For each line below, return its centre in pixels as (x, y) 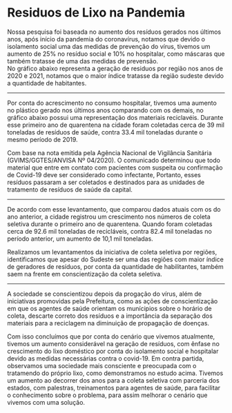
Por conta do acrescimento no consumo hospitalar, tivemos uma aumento (112, 103)
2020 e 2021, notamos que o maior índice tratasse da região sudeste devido (116, 75)
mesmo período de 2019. (42, 139)
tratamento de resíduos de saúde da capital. (70, 189)
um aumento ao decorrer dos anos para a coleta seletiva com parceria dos (113, 380)
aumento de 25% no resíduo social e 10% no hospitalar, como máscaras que (116, 54)
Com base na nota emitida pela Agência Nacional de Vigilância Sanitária (109, 152)
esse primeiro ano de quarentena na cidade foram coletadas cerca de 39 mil (116, 125)
